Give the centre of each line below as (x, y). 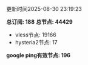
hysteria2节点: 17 (36, 42)
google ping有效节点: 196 (39, 55)
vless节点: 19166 (36, 35)
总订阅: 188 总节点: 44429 (39, 22)
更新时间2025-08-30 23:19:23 (44, 9)
